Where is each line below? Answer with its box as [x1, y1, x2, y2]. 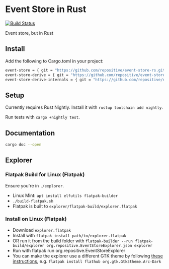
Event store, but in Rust [5, 30, 54, 36]
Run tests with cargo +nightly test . [5, 114, 80, 120]
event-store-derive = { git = [5, 72, 69, 78]
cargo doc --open [5, 142, 42, 147]
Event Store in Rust [5, 4, 87, 15]
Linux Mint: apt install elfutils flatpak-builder [12, 192, 118, 198]
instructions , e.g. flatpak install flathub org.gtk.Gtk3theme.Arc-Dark [12, 258, 161, 264]
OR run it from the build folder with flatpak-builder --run [12, 238, 133, 244]
